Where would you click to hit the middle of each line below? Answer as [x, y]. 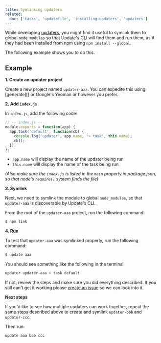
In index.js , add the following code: [41, 114]
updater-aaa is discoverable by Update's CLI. [50, 203]
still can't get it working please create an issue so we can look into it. [74, 288]
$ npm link [16, 222]
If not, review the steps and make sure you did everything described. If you [81, 282]
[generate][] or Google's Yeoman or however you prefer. [62, 95]
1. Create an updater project [34, 80]
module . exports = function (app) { [40, 127]
